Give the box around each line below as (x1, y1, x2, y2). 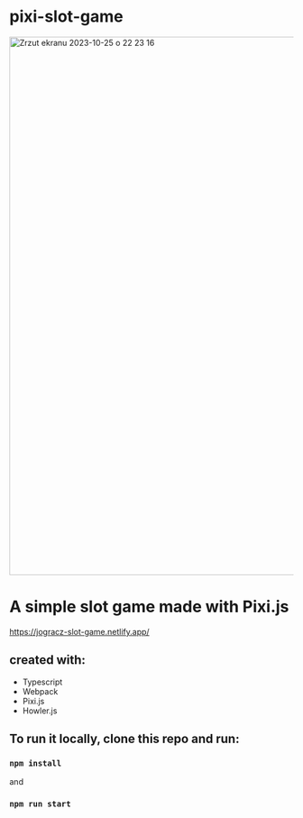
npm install (9, 758, 62, 768)
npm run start (9, 799, 71, 809)
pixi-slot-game (9, 6, 124, 27)
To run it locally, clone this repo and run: (9, 731, 240, 747)
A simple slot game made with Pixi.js (9, 597, 289, 617)
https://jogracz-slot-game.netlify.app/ (9, 626, 151, 637)
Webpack (22, 685, 59, 696)
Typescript (22, 676, 63, 687)
